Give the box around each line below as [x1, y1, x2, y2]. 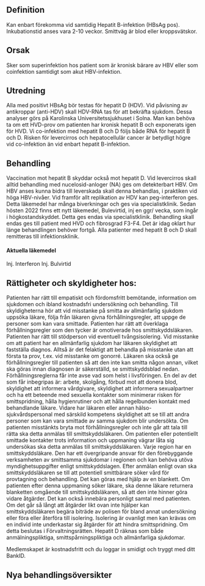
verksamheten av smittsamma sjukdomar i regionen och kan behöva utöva [6, 456, 193, 463]
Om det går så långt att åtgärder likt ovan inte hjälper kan [6, 501, 149, 509]
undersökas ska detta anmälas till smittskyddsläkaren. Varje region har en [6, 443, 192, 451]
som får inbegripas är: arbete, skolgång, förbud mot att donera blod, [6, 378, 178, 386]
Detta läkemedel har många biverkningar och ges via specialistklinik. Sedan [6, 201, 196, 208]
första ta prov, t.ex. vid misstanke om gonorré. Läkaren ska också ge [6, 352, 179, 360]
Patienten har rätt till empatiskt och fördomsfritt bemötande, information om [6, 294, 196, 301]
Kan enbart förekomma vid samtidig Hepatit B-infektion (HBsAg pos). [6, 21, 180, 28]
